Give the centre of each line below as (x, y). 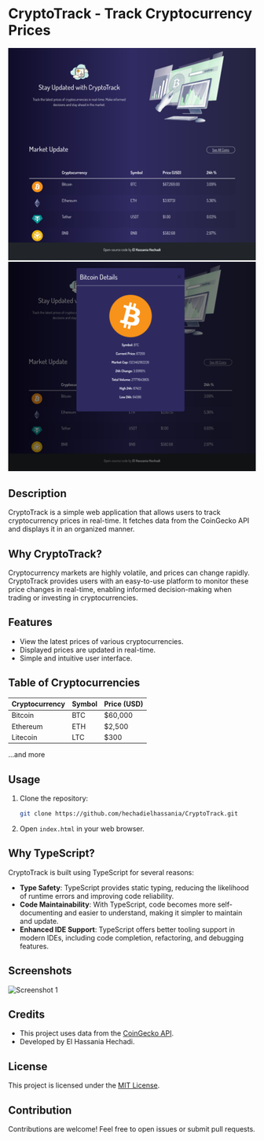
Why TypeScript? (52, 854)
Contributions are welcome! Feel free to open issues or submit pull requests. (132, 1129)
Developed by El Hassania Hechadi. (77, 1042)
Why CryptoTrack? (55, 554)
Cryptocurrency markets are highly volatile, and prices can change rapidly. (129, 572)
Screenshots (40, 971)
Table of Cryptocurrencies (74, 683)
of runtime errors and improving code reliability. (97, 896)
